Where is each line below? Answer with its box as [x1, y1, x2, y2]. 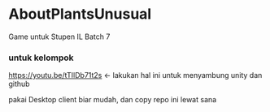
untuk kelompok [8, 52, 75, 63]
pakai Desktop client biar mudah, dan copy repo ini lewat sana [8, 95, 217, 105]
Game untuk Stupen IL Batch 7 [8, 32, 111, 41]
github [8, 79, 30, 89]
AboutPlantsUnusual [8, 5, 152, 24]
